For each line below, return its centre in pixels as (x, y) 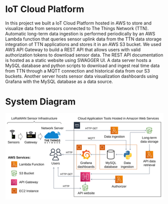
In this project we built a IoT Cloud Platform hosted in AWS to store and (78, 23)
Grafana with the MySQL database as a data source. (59, 81)
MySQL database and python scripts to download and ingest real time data (82, 65)
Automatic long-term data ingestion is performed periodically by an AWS (80, 33)
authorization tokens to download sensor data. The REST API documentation (84, 55)
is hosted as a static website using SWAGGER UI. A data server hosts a (78, 60)
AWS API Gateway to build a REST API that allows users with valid (73, 49)
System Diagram (41, 102)
